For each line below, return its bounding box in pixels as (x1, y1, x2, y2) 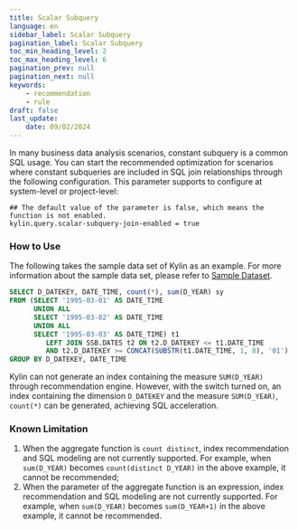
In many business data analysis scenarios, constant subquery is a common (9, 147, 289, 158)
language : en (9, 22, 59, 31)
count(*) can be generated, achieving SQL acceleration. (9, 400, 219, 412)
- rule (25, 97, 51, 107)
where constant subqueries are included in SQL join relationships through (9, 166, 283, 177)
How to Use (9, 240, 61, 252)
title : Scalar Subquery (9, 13, 99, 23)
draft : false (9, 106, 59, 115)
